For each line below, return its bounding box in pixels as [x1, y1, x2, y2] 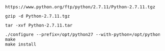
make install [5, 42, 37, 47]
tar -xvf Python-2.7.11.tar [5, 23, 73, 28]
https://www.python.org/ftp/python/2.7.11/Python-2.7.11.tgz [5, 4, 156, 9]
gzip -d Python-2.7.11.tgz [5, 13, 70, 19]
